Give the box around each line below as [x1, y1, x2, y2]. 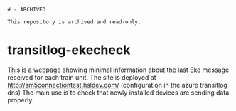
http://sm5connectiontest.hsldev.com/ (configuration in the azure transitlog [7, 80, 227, 89]
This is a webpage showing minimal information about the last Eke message [7, 65, 230, 74]
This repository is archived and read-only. [7, 18, 141, 26]
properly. [7, 95, 34, 104]
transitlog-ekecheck [7, 42, 131, 58]
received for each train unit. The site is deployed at [7, 73, 156, 81]
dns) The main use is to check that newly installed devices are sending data [7, 88, 230, 97]
